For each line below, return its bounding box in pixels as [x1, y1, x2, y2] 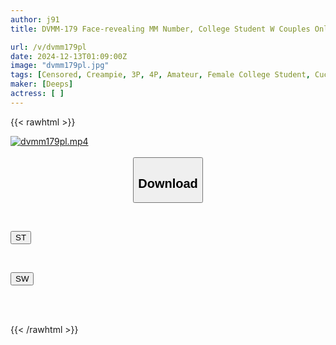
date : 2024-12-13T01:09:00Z [10, 51, 128, 61]
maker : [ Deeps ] [10, 79, 74, 90]
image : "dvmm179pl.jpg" [10, 61, 110, 71]
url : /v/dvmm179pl [10, 42, 87, 52]
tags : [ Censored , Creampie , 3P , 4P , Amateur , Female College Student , [10, 70, 311, 80]
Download [138, 176, 198, 191]
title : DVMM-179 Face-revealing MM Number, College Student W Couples [10, 24, 311, 34]
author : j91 [10, 14, 60, 25]
